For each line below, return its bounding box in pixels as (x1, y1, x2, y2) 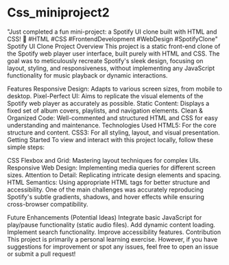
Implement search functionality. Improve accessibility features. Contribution (7, 228, 221, 236)
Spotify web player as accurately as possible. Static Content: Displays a (7, 99, 210, 107)
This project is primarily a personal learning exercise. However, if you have (7, 235, 218, 243)
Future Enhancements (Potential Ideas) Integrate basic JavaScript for (7, 213, 202, 221)
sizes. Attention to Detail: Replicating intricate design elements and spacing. (7, 170, 221, 179)
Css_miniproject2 (7, 5, 110, 21)
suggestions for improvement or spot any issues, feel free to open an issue (7, 242, 219, 251)
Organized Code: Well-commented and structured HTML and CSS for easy (7, 113, 218, 122)
